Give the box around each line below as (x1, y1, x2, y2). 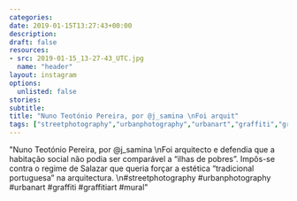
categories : (9, 12, 53, 22)
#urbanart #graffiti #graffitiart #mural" (9, 182, 148, 192)
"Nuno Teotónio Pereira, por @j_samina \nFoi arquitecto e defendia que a (9, 144, 276, 155)
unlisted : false (17, 87, 77, 96)
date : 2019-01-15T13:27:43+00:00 (9, 21, 133, 30)
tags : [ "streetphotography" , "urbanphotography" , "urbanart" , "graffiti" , (9, 120, 278, 129)
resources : (9, 46, 49, 55)
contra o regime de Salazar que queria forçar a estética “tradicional (9, 163, 255, 174)
